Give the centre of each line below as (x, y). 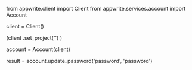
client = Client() (25, 26)
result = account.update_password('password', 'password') (79, 61)
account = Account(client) (38, 49)
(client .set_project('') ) (34, 38)
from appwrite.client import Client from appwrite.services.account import (96, 9)
